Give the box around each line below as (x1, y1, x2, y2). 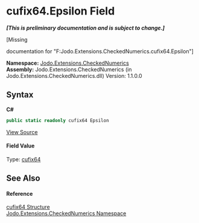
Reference (6, 190, 33, 197)
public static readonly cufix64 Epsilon (6, 117, 110, 123)
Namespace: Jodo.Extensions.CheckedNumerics (6, 59, 130, 66)
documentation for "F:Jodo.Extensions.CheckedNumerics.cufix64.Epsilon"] (6, 47, 194, 55)
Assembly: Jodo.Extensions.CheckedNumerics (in (6, 65, 132, 73)
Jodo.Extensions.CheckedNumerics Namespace (6, 210, 127, 217)
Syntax (6, 89, 34, 100)
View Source (6, 128, 38, 135)
